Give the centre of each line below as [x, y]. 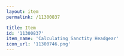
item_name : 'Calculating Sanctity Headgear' [63, 39]
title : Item [21, 28]
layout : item [22, 11]
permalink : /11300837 [33, 17]
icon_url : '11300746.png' [38, 44]
